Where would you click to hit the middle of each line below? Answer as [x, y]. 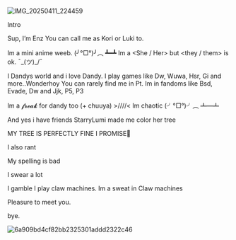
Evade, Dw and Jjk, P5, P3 [46, 91]
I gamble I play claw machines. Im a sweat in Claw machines [95, 188]
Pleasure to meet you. [39, 202]
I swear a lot [25, 175]
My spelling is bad [34, 161]
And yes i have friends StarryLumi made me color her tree [92, 120]
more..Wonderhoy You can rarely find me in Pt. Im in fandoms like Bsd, [110, 84]
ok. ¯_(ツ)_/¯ [25, 62]
